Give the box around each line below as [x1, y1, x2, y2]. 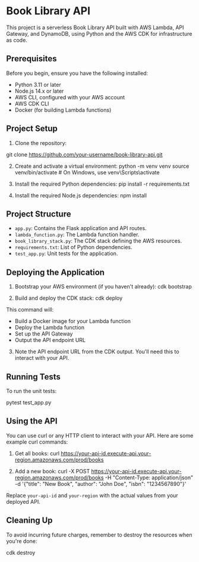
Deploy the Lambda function [14, 324, 85, 331]
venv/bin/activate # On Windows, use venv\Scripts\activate [14, 168, 160, 176]
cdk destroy [6, 549, 36, 556]
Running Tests [6, 372, 61, 382]
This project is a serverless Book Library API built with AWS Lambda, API [6, 24, 184, 31]
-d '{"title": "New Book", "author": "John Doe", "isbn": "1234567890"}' [14, 480, 187, 487]
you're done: [6, 537, 37, 545]
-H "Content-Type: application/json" [105, 474, 194, 481]
